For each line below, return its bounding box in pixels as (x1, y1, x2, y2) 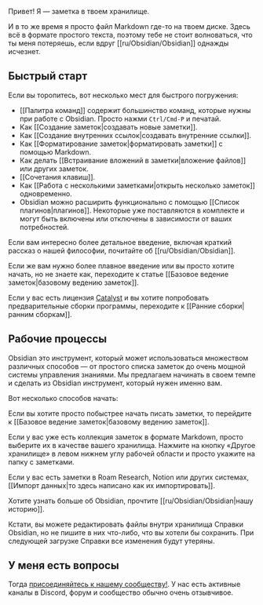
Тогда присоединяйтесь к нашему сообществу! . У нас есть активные (8, 580, 241, 589)
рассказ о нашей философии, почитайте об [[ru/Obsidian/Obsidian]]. (8, 246, 236, 255)
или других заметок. (19, 164, 89, 173)
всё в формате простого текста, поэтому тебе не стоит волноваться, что (8, 31, 253, 39)
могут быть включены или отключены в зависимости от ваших (19, 213, 232, 223)
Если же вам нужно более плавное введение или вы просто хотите (8, 261, 235, 270)
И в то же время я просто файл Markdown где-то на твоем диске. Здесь (8, 22, 251, 31)
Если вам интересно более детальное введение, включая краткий (8, 237, 232, 246)
